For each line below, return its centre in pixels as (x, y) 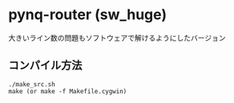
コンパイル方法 (45, 65)
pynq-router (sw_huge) (87, 15)
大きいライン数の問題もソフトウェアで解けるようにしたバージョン (117, 38)
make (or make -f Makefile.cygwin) (68, 91)
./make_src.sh (32, 84)
